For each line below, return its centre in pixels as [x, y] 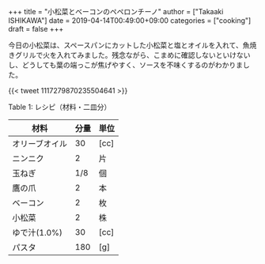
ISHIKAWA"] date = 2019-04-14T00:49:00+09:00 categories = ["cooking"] [130, 21]
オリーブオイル [40, 143]
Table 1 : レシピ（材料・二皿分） [60, 107]
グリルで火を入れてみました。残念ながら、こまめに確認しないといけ [126, 55]
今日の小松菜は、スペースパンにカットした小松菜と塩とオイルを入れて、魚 [129, 45]
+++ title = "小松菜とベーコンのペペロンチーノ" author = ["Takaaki [116, 11]
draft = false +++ [36, 29]
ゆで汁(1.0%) [38, 233]
